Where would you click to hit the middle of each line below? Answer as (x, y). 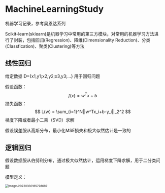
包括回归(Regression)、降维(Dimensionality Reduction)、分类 (88, 40)
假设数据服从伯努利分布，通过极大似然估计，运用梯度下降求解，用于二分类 (81, 160)
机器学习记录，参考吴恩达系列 (35, 23)
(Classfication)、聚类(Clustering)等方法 (45, 46)
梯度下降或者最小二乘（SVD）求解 (40, 120)
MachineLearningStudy (54, 9)
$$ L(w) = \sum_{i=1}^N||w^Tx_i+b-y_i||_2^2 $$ (83, 112)
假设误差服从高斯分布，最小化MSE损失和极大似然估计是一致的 (68, 131)
